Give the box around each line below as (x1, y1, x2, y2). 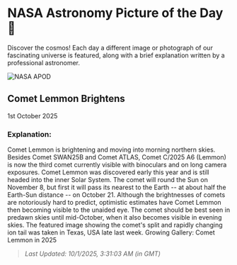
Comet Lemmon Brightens (7, 93, 125, 105)
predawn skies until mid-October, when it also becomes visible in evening (7, 213, 222, 222)
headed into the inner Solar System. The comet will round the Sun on (7, 176, 209, 184)
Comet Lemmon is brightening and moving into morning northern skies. (7, 145, 216, 154)
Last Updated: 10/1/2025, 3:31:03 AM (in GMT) (24, 249, 161, 258)
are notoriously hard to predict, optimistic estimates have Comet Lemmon (7, 198, 221, 207)
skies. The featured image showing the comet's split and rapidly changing (7, 221, 223, 230)
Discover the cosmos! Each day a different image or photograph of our (7, 43, 214, 52)
